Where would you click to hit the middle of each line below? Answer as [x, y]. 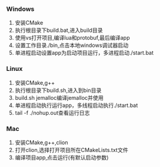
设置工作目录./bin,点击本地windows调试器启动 [72, 45]
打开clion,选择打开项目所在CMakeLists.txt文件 [72, 150]
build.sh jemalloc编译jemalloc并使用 [59, 97]
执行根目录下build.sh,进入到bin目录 [58, 90]
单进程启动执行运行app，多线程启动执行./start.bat [76, 105]
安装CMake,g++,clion [41, 142]
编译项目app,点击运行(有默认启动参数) [62, 157]
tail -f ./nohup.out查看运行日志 [52, 112]
